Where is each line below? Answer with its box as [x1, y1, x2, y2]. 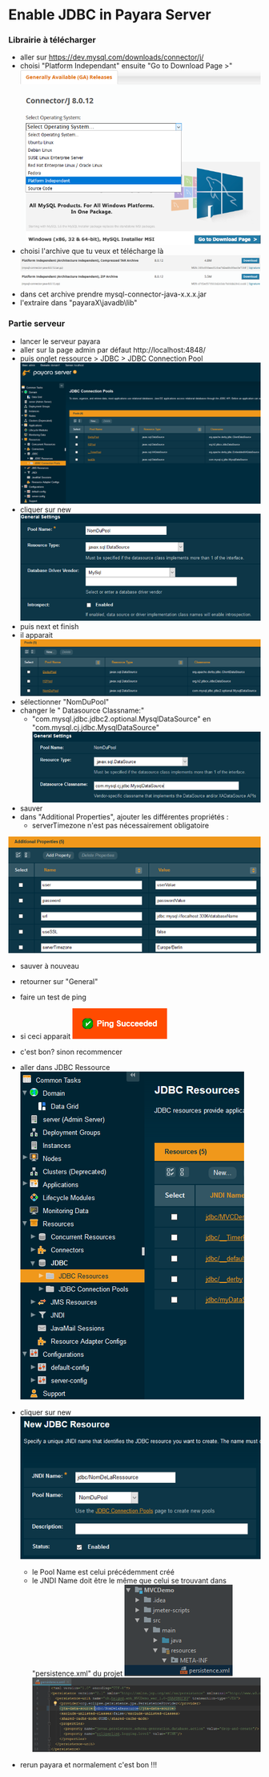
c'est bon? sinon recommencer [19, 1047, 122, 1056]
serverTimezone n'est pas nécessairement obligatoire [31, 821, 210, 831]
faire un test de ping [19, 992, 86, 1002]
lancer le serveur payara [19, 336, 101, 346]
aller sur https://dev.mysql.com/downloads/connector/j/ [19, 52, 204, 62]
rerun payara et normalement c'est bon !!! [19, 1759, 158, 1769]
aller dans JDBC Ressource [19, 1062, 110, 1072]
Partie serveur [8, 318, 66, 329]
